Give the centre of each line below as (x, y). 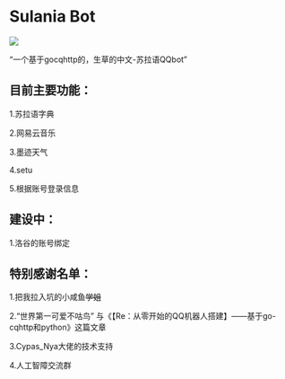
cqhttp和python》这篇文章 (58, 327)
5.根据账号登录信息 (44, 188)
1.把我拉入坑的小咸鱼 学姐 (55, 297)
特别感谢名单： (51, 273)
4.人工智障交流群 (40, 366)
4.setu (21, 170)
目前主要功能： (51, 90)
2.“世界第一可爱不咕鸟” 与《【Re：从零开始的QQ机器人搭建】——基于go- (142, 316)
